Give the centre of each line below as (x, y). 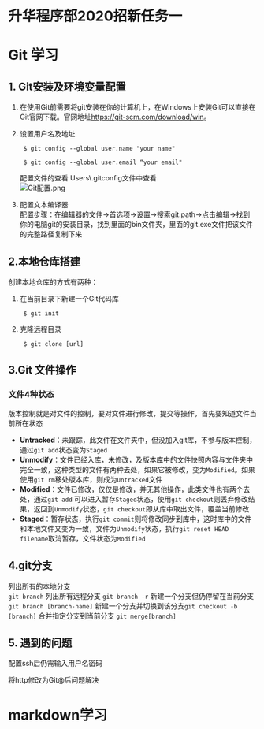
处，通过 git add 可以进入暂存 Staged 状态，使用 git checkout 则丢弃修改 (134, 499)
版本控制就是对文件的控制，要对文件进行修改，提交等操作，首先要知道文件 (129, 413)
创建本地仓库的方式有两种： (53, 282)
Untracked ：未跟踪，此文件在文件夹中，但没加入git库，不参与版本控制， (138, 440)
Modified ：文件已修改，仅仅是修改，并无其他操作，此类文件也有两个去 (135, 489)
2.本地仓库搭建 (45, 261)
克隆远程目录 (40, 329)
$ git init (41, 314)
